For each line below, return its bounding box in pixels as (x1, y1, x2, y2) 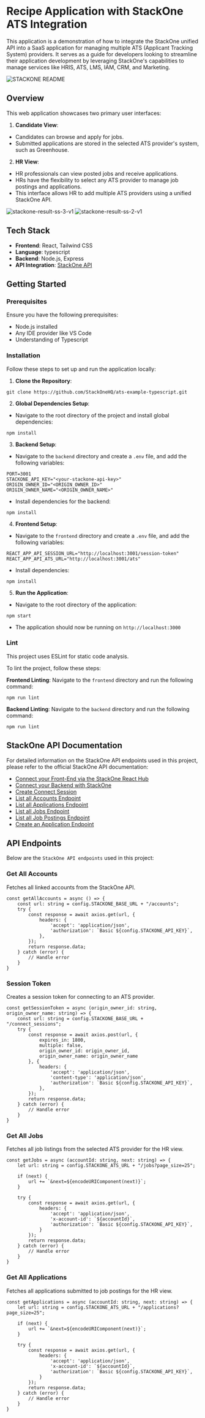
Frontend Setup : (15, 520, 58, 528)
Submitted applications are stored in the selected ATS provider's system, (15, 140, 199, 147)
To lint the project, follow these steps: (6, 664, 101, 671)
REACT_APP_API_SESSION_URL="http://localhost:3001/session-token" (6, 550, 179, 556)
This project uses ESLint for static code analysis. (6, 652, 129, 660)
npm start (6, 613, 32, 619)
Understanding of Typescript (15, 336, 89, 343)
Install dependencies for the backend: (15, 498, 111, 505)
